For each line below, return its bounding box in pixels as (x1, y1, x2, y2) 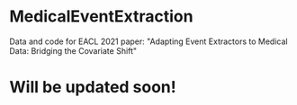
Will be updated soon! (9, 77, 177, 98)
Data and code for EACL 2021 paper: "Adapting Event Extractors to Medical (9, 36, 288, 47)
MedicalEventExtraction (9, 6, 193, 27)
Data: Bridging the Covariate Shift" (9, 45, 138, 56)
